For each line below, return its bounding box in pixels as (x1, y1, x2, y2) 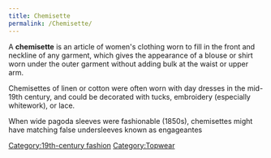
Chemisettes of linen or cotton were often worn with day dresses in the (8, 83, 246, 93)
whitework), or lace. (8, 100, 75, 110)
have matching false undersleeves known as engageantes (8, 125, 203, 135)
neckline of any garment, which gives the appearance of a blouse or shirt (8, 50, 253, 60)
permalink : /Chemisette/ (8, 19, 92, 28)
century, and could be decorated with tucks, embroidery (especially (24, 92, 252, 101)
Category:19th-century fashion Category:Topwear (8, 140, 175, 150)
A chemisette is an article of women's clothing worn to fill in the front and (8, 41, 256, 51)
